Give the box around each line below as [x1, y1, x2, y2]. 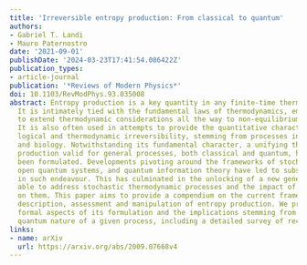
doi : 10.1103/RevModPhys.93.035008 [9, 89, 145, 98]
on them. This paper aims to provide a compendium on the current [17, 191, 276, 200]
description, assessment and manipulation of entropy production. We [17, 199, 288, 209]
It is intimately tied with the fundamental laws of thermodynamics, [17, 107, 288, 116]
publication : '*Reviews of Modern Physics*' [9, 81, 182, 90]
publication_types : [9, 65, 84, 74]
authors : [9, 22, 43, 31]
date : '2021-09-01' [9, 47, 84, 56]
